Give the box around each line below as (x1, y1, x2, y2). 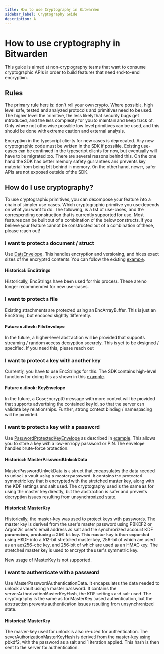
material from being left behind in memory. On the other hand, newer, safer (5, 164, 156, 170)
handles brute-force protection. (5, 446, 69, 451)
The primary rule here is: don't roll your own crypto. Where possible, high (5, 102, 153, 108)
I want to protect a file (5, 296, 58, 303)
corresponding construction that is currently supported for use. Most (5, 212, 144, 218)
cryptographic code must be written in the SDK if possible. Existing (5, 143, 141, 149)
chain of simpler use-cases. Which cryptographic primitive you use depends (5, 201, 160, 207)
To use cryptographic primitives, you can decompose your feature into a (5, 196, 151, 202)
